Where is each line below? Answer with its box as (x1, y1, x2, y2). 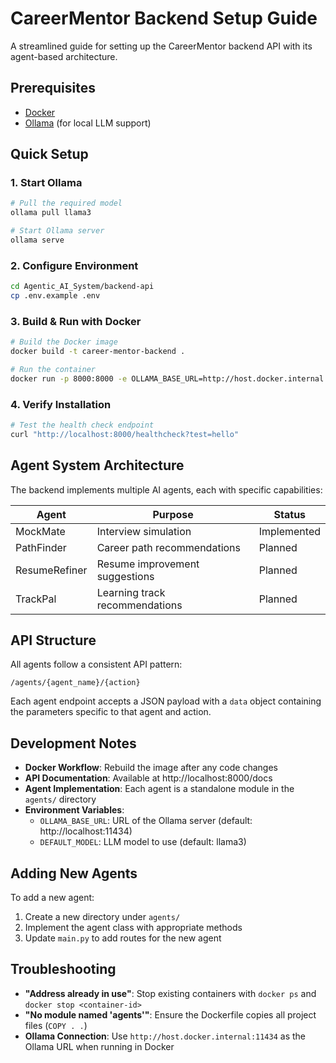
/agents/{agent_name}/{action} (10, 678, 141, 688)
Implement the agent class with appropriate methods (24, 922, 243, 934)
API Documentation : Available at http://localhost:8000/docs (24, 772, 273, 784)
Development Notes (10, 735, 137, 752)
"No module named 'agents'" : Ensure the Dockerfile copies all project (24, 1008, 317, 1021)
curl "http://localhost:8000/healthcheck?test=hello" (10, 429, 240, 439)
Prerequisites (10, 80, 96, 97)
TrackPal (15, 592, 57, 606)
